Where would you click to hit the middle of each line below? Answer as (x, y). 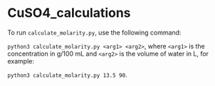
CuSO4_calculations (69, 13)
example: (21, 61)
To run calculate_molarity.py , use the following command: (94, 32)
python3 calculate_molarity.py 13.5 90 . (67, 75)
